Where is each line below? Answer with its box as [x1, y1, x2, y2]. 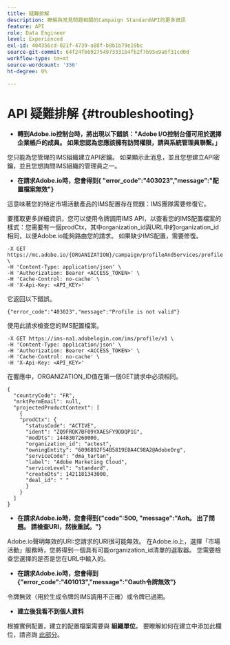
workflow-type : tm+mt [7, 55, 70, 62]
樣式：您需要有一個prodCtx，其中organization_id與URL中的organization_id [7, 223, 219, 231]
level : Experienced [7, 36, 63, 43]
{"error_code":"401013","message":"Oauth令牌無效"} [17, 578, 177, 586]
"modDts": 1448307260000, [25, 434, 100, 442]
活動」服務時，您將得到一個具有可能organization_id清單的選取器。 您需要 [7, 546, 216, 555]
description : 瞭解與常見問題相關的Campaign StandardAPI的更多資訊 [7, 17, 186, 23]
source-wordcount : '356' [7, 61, 79, 68]
